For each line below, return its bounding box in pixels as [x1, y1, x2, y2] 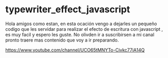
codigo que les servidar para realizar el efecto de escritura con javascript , [5, 26, 163, 32]
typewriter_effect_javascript [5, 4, 130, 15]
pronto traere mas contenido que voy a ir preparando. [5, 37, 119, 43]
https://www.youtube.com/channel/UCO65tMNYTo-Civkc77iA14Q [5, 47, 145, 53]
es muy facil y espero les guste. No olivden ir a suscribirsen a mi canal [5, 31, 155, 37]
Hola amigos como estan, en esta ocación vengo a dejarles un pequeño [5, 21, 157, 27]
